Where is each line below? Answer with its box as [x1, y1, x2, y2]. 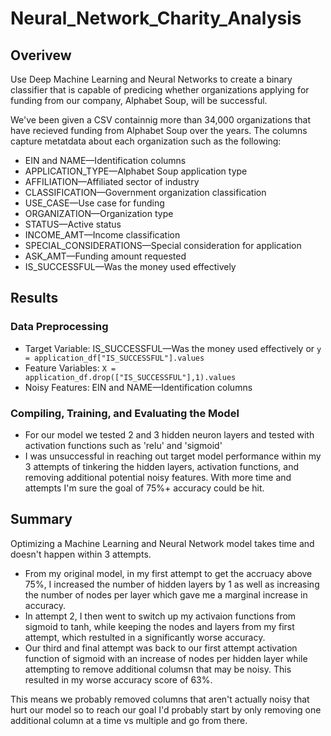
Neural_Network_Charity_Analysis [10, 7, 302, 30]
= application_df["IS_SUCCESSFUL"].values [24, 353, 205, 363]
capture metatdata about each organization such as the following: [10, 135, 282, 147]
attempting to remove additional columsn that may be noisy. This [24, 663, 292, 675]
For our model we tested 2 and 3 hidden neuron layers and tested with [24, 428, 315, 441]
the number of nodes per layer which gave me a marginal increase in [24, 588, 308, 601]
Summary [10, 511, 73, 528]
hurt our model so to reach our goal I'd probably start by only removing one [10, 703, 322, 716]
